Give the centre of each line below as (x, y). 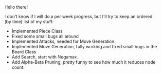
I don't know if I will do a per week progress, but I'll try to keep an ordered (79, 16)
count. (18, 67)
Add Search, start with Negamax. (45, 57)
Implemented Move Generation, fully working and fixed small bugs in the (84, 46)
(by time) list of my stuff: (29, 22)
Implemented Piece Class (37, 31)
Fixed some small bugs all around (45, 36)
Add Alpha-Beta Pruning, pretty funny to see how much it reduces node (83, 62)
